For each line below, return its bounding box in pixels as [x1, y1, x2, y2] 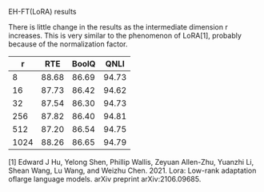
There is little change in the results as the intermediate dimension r [8, 22, 228, 31]
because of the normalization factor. [8, 39, 128, 49]
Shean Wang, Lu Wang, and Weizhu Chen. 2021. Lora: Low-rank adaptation [8, 166, 257, 175]
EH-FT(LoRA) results [8, 7, 77, 16]
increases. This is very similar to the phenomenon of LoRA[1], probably [8, 31, 242, 40]
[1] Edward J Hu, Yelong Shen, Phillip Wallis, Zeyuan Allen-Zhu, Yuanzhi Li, [8, 158, 254, 166]
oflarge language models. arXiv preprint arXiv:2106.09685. [8, 174, 202, 183]
